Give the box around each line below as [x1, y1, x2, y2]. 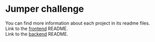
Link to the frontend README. [5, 25, 68, 31]
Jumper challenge [5, 3, 84, 15]
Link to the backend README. [5, 31, 69, 37]
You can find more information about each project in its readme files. [5, 20, 150, 26]
